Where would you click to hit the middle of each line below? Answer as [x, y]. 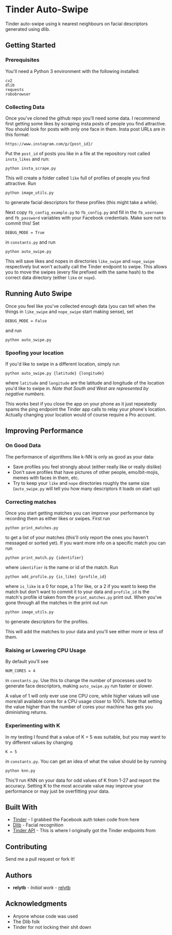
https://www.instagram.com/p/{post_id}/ [49, 144]
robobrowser [18, 94]
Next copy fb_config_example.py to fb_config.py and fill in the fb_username [84, 212]
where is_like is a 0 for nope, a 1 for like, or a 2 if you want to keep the [81, 586]
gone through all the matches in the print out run [56, 603]
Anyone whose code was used [45, 916]
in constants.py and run [30, 242]
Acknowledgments [36, 904]
